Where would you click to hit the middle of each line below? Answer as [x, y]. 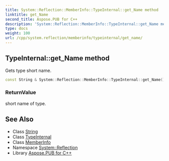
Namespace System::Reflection [45, 147]
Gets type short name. [28, 70]
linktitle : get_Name [27, 15]
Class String [25, 131]
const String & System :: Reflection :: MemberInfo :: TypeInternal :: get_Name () [85, 79]
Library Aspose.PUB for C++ [42, 153]
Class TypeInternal [32, 137]
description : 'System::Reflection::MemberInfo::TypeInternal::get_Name [82, 24]
